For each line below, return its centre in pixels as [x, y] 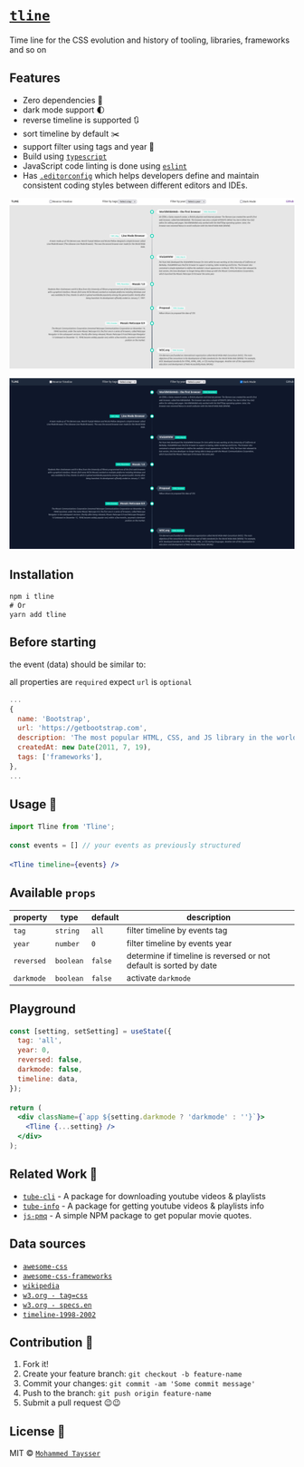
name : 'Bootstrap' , [54, 719]
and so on [28, 49]
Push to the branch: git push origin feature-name [117, 1394]
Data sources [47, 1244]
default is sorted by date [171, 965]
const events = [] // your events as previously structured [125, 846]
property [30, 917]
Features [35, 78]
